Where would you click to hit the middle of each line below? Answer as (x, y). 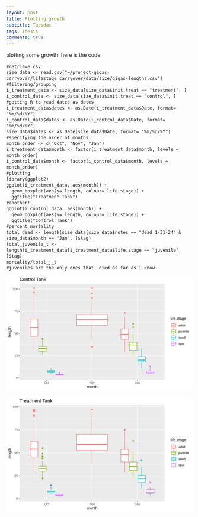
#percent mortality (30, 227)
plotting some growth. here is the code (53, 55)
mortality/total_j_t (32, 262)
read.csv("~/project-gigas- (75, 73)
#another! (18, 203)
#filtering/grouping (32, 85)
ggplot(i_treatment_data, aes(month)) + (57, 185)
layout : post (22, 12)
